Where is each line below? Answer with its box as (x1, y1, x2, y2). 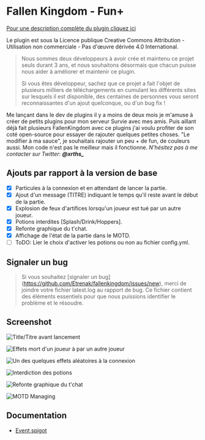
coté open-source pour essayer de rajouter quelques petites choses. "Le (6, 131, 190, 138)
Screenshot (6, 317, 52, 327)
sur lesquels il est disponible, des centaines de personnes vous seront (21, 93, 199, 100)
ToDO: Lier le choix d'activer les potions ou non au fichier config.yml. (15, 239, 190, 246)
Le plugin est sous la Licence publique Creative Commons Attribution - (6, 36, 185, 44)
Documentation (6, 411, 67, 421)
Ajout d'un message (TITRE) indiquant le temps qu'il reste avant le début (15, 191, 198, 199)
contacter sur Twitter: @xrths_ (6, 150, 84, 157)
